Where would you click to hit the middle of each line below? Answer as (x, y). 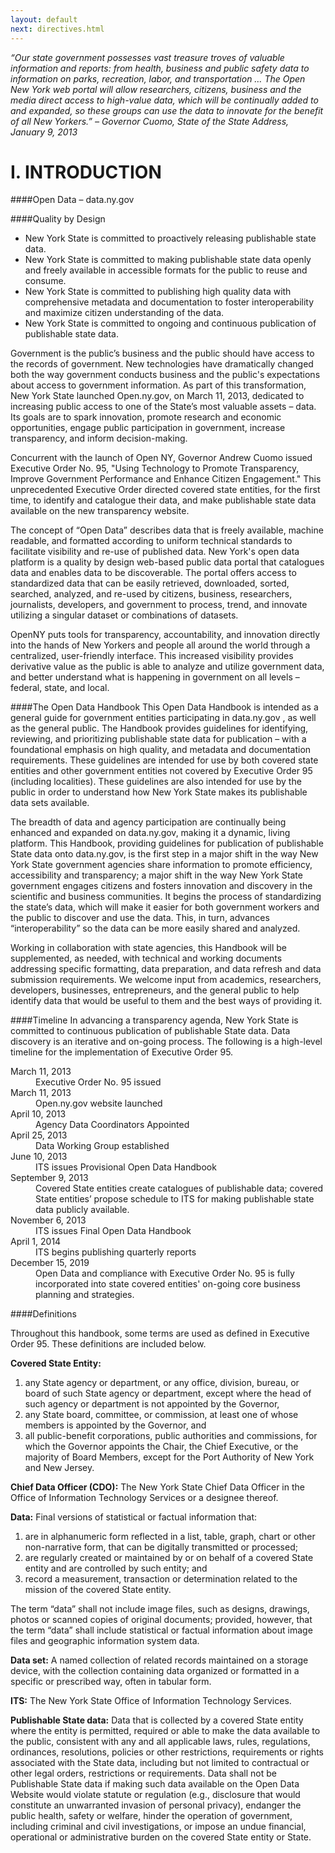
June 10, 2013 (39, 1157)
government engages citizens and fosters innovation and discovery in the (161, 886)
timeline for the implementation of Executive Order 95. (122, 1052)
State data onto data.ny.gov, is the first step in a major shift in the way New (164, 854)
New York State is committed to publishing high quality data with (158, 292)
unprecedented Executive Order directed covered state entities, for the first (165, 490)
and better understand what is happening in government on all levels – (155, 677)
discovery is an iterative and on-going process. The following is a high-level (166, 1042)
